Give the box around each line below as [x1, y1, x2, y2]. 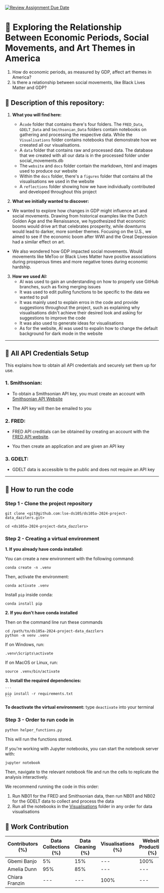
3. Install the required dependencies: [5, 677, 82, 684]
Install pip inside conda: [5, 592, 53, 598]
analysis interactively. [5, 774, 49, 780]
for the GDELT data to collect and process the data [12, 798, 114, 804]
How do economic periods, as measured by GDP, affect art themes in [12, 69, 152, 75]
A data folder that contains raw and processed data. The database [19, 147, 153, 153]
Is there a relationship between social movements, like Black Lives [12, 79, 145, 85]
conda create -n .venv [5, 565, 51, 570]
